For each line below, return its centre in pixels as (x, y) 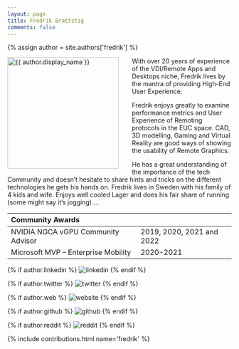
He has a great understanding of (180, 165)
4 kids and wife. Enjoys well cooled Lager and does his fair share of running (118, 195)
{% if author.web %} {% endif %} (72, 298)
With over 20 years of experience (181, 61)
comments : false (31, 27)
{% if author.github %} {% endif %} (73, 311)
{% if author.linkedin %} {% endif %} (77, 270)
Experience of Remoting (167, 120)
